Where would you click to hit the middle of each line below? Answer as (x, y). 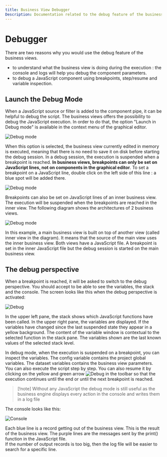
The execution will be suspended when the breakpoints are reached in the (81, 203)
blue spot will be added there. (36, 178)
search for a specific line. (31, 450)
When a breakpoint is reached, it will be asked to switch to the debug (76, 281)
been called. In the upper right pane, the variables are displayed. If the (77, 322)
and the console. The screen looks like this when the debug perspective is (81, 292)
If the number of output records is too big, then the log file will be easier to (81, 444)
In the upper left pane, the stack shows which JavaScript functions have (79, 317)
